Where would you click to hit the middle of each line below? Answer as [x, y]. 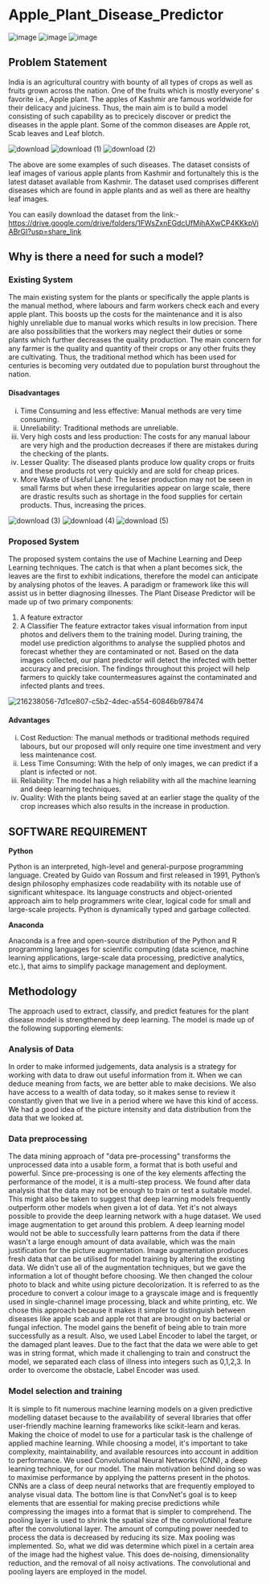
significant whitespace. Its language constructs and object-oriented [121, 892]
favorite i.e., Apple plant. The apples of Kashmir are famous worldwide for [131, 99]
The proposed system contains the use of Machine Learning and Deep [125, 558]
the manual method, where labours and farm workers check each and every [134, 306]
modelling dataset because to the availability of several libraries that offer [130, 1417]
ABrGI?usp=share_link [45, 231]
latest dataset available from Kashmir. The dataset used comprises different [133, 181]
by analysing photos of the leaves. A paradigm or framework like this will [129, 584]
